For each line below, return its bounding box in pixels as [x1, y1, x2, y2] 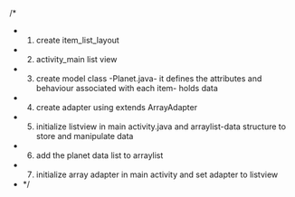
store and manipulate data [35, 131, 134, 141]
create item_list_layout [35, 35, 119, 45]
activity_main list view [35, 54, 118, 64]
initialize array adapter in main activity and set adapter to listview [35, 169, 279, 180]
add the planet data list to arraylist [35, 150, 164, 161]
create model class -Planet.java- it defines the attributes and [35, 73, 262, 84]
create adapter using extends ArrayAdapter [35, 102, 197, 112]
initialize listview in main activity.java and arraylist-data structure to [35, 121, 287, 132]
